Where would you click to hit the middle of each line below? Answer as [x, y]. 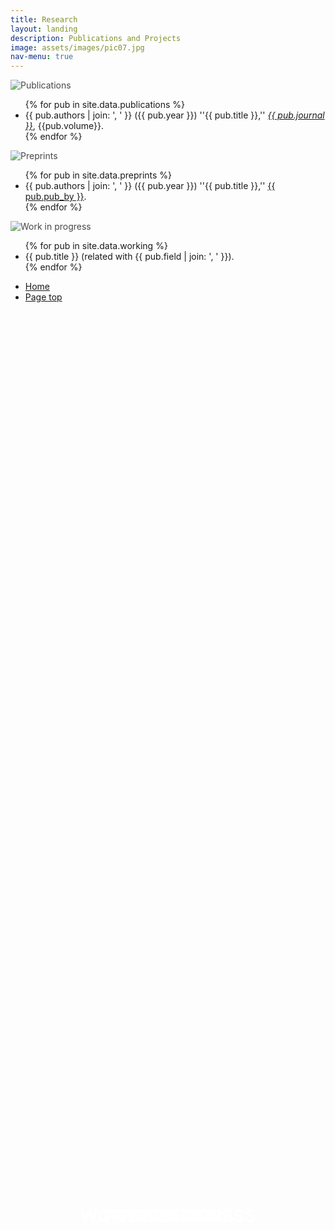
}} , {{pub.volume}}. [64, 126]
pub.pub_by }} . [55, 197]
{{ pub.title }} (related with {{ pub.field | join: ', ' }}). [129, 257]
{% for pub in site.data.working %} [96, 246]
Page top [43, 297]
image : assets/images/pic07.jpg [77, 47]
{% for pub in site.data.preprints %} [98, 175]
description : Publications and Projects [96, 38]
